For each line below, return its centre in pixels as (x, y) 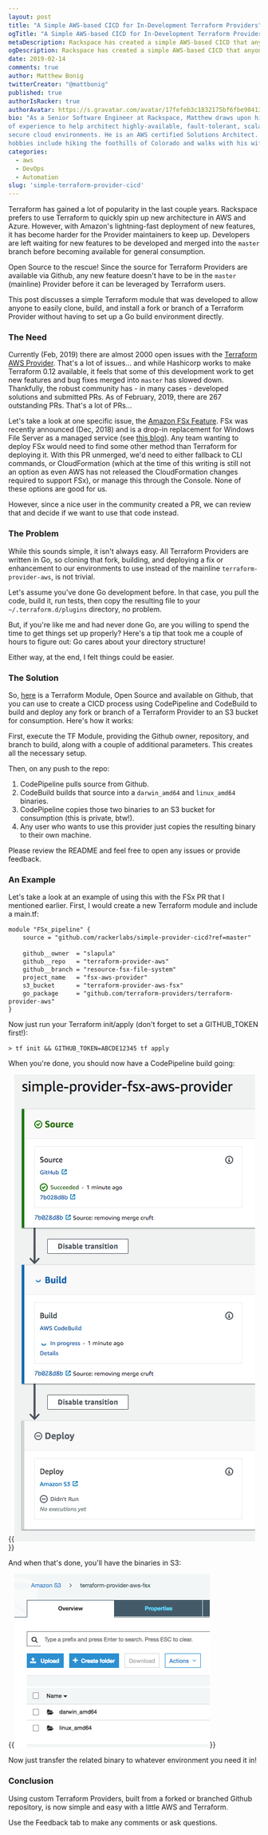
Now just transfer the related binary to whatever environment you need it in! (133, 1760)
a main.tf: (24, 914)
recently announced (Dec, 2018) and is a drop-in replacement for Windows (132, 430)
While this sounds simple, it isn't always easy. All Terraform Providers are (128, 551)
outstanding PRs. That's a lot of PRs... (70, 406)
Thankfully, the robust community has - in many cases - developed (118, 388)
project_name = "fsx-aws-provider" (85, 978)
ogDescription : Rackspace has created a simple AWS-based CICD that (124, 51)
